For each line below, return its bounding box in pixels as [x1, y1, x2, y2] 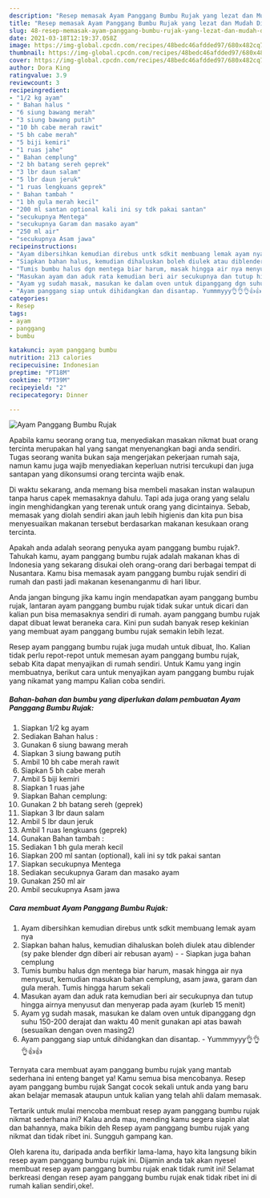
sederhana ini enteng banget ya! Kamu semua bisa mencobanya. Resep [9, 1074, 246, 1083]
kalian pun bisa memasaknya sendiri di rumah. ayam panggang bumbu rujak [9, 609, 260, 619]
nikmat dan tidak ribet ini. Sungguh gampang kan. [9, 1132, 173, 1141]
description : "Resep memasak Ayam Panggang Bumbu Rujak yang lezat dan [9, 11, 253, 20]
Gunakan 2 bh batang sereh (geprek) [20, 800, 143, 810]
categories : [9, 295, 49, 303]
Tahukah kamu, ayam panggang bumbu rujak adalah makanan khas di [9, 552, 240, 561]
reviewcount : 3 [9, 78, 60, 86]
